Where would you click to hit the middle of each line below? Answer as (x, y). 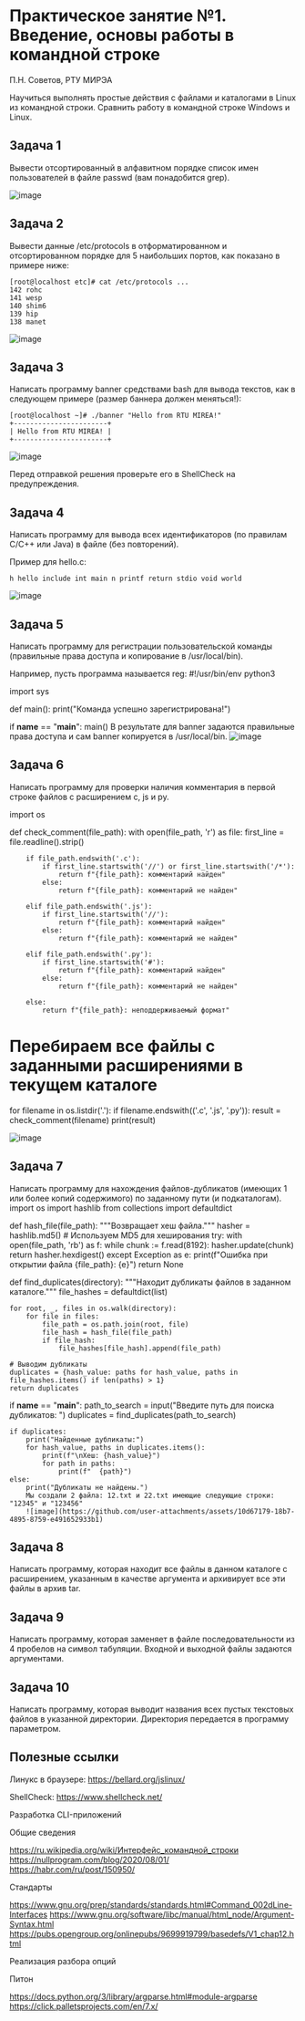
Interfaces (29, 1914)
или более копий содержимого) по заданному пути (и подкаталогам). (146, 1198)
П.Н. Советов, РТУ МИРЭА (61, 79)
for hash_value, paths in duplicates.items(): (116, 1447)
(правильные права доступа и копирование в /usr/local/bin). (127, 656)
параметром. (36, 1729)
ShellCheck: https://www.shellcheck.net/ (86, 1797)
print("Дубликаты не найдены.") (87, 1487)
